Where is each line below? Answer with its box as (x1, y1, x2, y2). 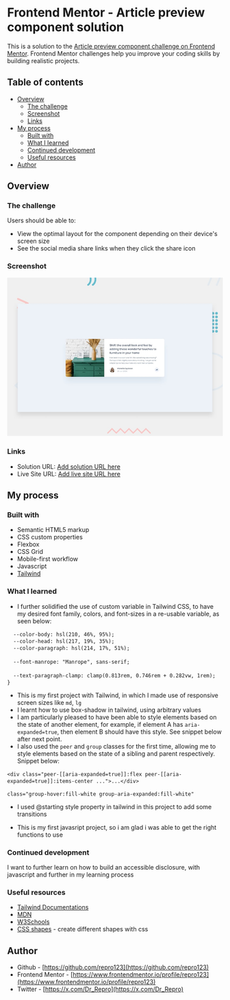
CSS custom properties (16, 533, 84, 542)
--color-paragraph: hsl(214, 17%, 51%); (13, 644, 130, 651)
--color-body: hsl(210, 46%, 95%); (13, 631, 115, 638)
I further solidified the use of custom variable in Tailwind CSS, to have (16, 602, 214, 610)
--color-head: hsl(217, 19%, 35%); (13, 638, 115, 644)
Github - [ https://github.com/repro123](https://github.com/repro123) (16, 963, 209, 972)
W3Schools (16, 918, 50, 926)
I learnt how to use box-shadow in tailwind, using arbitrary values (16, 706, 202, 714)
